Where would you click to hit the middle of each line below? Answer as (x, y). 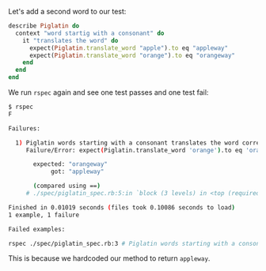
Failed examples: (37, 229)
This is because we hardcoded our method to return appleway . (109, 258)
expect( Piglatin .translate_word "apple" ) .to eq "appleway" (128, 48)
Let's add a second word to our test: (67, 11)
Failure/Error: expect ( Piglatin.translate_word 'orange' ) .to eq (134, 150)
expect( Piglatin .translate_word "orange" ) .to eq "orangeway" (132, 55)
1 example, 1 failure (44, 215)
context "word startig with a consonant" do (90, 33)
